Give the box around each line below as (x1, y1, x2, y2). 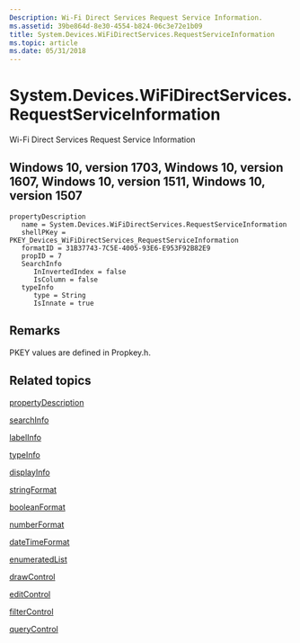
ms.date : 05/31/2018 (9, 47, 87, 56)
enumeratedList (9, 554, 67, 565)
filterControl (9, 606, 54, 617)
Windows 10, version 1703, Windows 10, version (9, 160, 284, 175)
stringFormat (9, 484, 57, 495)
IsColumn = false (32, 275, 99, 284)
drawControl (9, 571, 56, 582)
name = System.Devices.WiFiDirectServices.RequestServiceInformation (21, 219, 287, 229)
